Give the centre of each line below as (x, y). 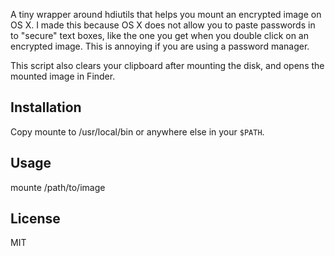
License (35, 219)
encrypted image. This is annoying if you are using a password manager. (160, 46)
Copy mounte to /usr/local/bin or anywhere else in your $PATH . (137, 131)
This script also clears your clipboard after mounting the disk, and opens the (167, 65)
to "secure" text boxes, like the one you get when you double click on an (160, 35)
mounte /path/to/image (58, 187)
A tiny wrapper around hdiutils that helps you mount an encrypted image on (166, 14)
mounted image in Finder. (63, 76)
